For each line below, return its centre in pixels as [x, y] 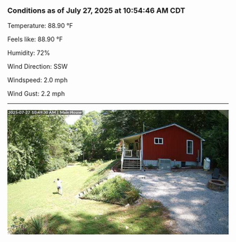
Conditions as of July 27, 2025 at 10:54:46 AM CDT [96, 11]
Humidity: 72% [29, 53]
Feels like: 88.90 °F [35, 39]
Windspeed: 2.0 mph [38, 80]
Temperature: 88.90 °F [40, 26]
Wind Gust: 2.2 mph [36, 94]
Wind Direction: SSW [38, 67]
